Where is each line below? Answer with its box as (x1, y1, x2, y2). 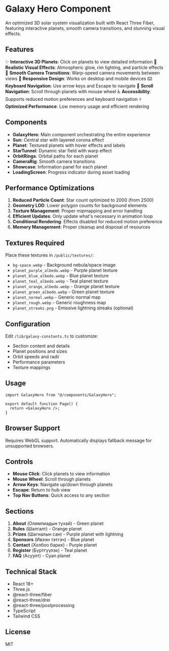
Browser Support (5, 424, 61, 433)
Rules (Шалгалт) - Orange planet (12, 526, 82, 532)
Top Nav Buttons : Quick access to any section (12, 492, 110, 499)
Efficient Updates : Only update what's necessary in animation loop (12, 213, 153, 219)
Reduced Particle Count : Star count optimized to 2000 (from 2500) (12, 197, 154, 203)
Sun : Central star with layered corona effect (12, 137, 104, 143)
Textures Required (5, 238, 65, 247)
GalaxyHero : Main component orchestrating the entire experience (12, 131, 151, 137)
